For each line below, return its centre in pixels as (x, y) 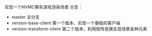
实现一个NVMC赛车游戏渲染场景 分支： (44, 7)
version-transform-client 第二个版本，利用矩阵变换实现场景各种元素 (79, 29)
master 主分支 (25, 17)
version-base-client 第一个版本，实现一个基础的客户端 (66, 23)
